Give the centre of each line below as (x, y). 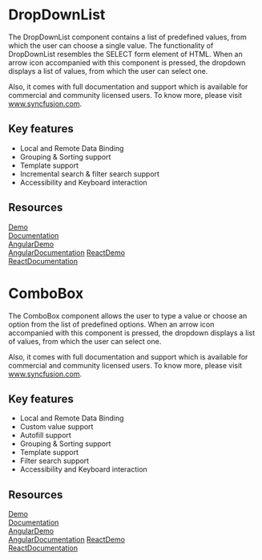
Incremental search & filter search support (90, 173)
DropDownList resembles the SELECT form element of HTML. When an (125, 54)
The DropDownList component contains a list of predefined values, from (127, 37)
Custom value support (56, 427)
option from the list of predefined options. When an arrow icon (111, 324)
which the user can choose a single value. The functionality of (111, 45)
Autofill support (46, 436)
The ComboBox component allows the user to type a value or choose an (128, 315)
